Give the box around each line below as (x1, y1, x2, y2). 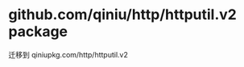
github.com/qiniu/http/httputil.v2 (8, 6, 238, 24)
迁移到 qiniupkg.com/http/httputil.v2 (8, 49, 129, 59)
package (8, 22, 68, 41)
